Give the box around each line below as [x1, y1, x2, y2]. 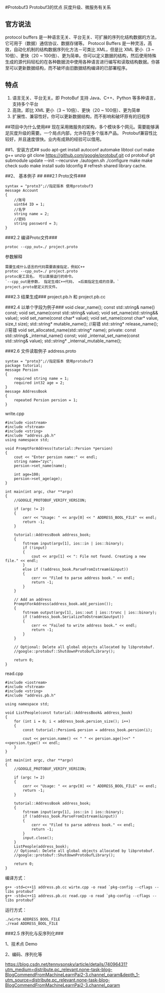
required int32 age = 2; [14, 380, 65, 385]
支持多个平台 [12, 101, 38, 107]
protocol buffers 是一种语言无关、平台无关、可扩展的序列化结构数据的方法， [5, 34, 160, 40]
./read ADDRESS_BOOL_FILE [5, 921, 58, 926]
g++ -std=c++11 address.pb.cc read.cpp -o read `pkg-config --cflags [5, 893, 151, 898]
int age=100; [14, 472, 41, 477]
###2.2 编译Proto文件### [5, 234, 57, 240]
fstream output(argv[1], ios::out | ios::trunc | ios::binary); [23, 610, 157, 615]
